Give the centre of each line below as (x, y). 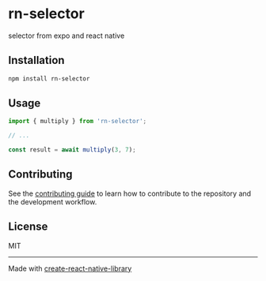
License (28, 227)
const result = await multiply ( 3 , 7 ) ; (72, 150)
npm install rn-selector (49, 79)
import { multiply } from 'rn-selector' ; (78, 122)
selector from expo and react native (66, 36)
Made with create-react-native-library (70, 268)
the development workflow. (53, 201)
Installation (36, 60)
